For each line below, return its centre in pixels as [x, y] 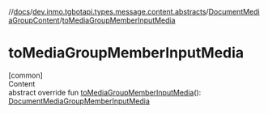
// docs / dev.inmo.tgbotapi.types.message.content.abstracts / [108, 12]
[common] [26, 75]
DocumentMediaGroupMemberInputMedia [79, 101]
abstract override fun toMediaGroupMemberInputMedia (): [105, 92]
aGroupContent [34, 20]
